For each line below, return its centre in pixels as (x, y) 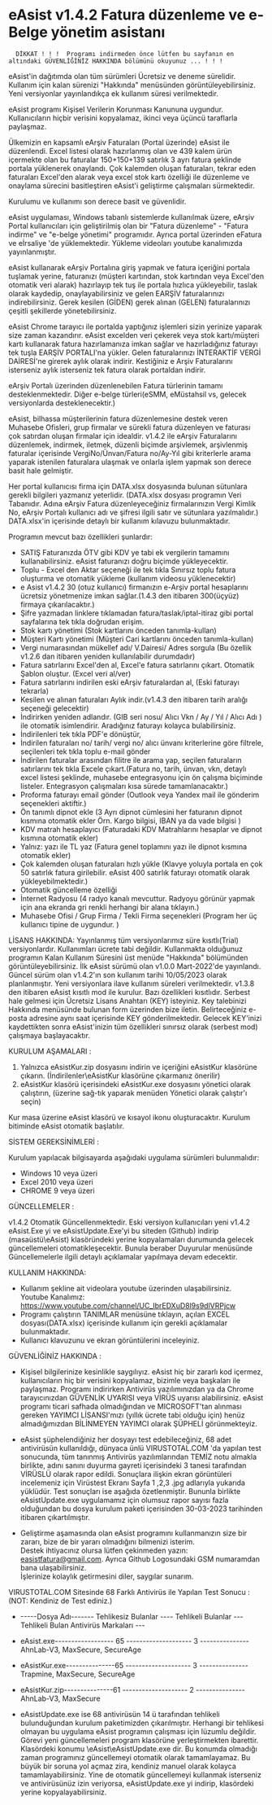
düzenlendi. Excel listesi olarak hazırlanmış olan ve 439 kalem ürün (121, 151)
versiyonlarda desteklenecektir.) (62, 403)
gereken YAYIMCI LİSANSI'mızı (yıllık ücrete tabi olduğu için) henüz (132, 1415)
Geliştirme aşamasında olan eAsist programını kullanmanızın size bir (134, 1533)
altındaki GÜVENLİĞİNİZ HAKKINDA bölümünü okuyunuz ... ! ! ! (116, 61)
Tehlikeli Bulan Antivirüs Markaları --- (82, 1625)
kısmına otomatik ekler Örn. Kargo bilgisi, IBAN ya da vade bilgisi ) (130, 821)
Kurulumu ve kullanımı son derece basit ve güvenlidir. (97, 201)
